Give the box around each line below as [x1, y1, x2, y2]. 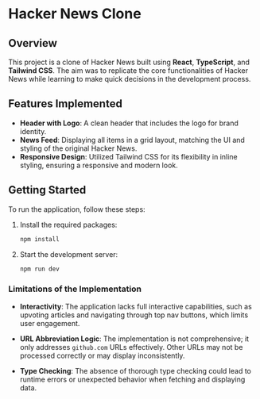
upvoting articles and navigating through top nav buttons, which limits [19, 310, 249, 320]
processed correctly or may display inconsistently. [19, 351, 185, 360]
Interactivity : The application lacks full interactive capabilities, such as [19, 301, 252, 311]
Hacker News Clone [8, 5, 142, 23]
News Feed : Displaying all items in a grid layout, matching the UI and [19, 135, 245, 144]
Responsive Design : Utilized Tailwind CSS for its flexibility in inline [19, 152, 238, 161]
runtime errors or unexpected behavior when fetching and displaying [19, 374, 246, 384]
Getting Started [8, 183, 87, 197]
